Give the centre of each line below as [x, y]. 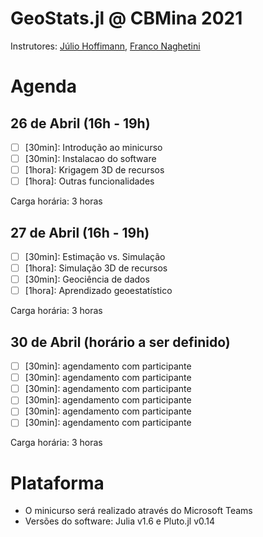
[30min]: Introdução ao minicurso [93, 147]
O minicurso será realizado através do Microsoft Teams [138, 511]
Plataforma [57, 483]
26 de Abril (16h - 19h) [80, 123]
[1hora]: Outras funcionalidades [89, 181]
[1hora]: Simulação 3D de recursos [96, 268]
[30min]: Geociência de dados [87, 279]
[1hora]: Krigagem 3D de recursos [94, 170]
